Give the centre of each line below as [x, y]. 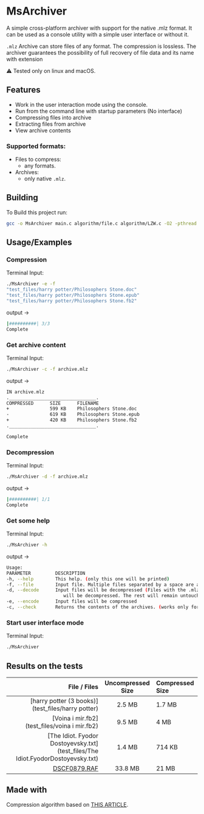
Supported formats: [36, 146]
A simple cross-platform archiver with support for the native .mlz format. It [99, 28]
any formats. [40, 166]
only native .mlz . [45, 179]
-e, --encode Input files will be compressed [72, 602]
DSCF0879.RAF [76, 768]
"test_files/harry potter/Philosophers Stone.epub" [73, 296]
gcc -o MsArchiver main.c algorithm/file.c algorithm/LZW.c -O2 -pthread [102, 223]
